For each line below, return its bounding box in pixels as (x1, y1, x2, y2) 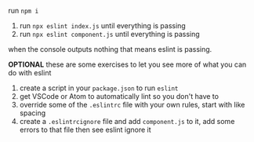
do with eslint (8, 68, 52, 77)
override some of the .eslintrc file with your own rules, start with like (19, 100, 245, 109)
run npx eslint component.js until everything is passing (19, 30, 200, 38)
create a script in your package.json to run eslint (19, 83, 179, 93)
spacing (19, 108, 46, 118)
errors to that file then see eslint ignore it (19, 125, 151, 134)
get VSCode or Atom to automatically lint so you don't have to (19, 92, 220, 100)
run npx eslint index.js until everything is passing (19, 21, 186, 30)
